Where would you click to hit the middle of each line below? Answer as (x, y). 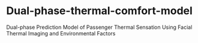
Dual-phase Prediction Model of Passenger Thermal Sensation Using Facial (99, 27)
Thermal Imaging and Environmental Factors (61, 33)
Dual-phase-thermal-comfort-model (100, 11)
